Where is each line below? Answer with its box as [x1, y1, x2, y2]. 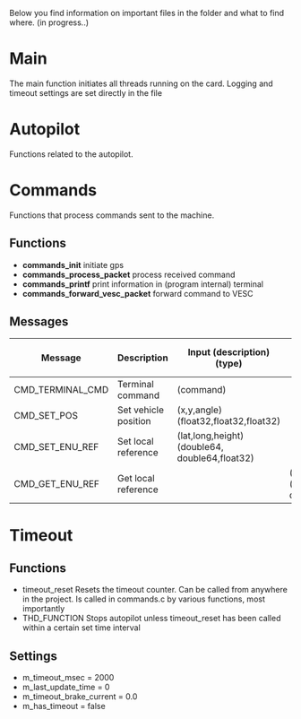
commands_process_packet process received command [21, 269, 236, 280]
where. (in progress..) [9, 17, 90, 28]
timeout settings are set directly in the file [9, 87, 163, 98]
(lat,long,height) [176, 429, 245, 442]
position [116, 415, 151, 428]
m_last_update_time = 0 [21, 681, 110, 693]
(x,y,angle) [176, 403, 222, 416]
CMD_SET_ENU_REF [13, 441, 99, 454]
